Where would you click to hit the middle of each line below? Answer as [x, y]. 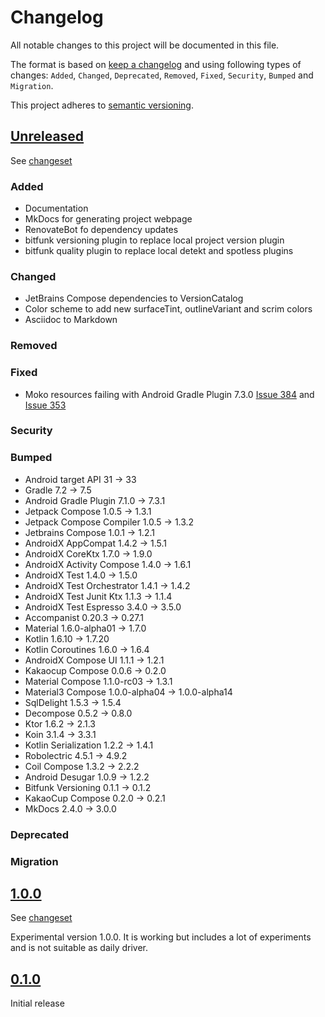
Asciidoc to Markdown [71, 320]
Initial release [37, 1003]
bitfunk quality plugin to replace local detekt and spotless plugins [159, 251]
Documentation [56, 208]
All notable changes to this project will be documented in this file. [145, 45]
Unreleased [47, 136]
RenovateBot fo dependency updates [101, 230]
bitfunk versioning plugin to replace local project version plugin [154, 240]
